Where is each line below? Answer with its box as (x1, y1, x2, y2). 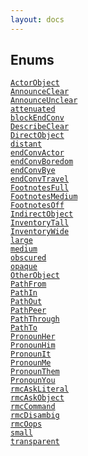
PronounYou (10, 376, 56, 386)
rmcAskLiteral (10, 384, 70, 395)
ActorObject (10, 78, 60, 88)
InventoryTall (10, 218, 70, 228)
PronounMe (10, 358, 52, 368)
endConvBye (10, 166, 56, 176)
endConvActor (10, 148, 65, 158)
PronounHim (10, 341, 56, 351)
